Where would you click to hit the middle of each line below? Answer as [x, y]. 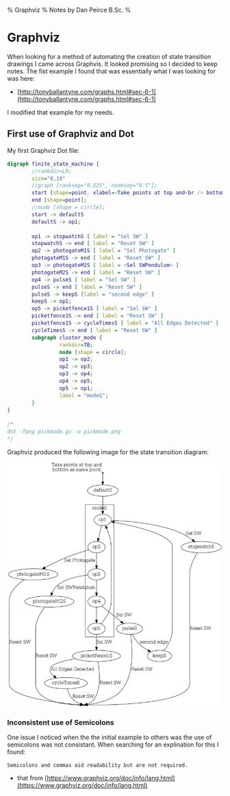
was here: [21, 78]
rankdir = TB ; [76, 345]
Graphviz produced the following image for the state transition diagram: [108, 452]
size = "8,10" [49, 178]
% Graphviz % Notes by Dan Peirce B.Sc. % [69, 10]
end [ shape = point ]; [60, 200]
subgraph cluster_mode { [67, 338]
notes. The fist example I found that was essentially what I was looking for [111, 71]
